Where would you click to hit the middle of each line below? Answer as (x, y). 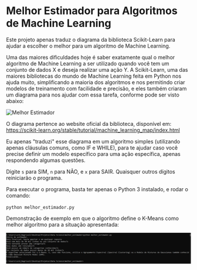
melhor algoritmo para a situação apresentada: (62, 224)
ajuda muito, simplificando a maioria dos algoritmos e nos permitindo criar (96, 82)
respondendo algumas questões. (46, 160)
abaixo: (15, 101)
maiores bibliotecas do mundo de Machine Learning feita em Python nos (94, 76)
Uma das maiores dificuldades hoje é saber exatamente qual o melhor (91, 57)
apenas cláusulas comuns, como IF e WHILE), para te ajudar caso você (92, 148)
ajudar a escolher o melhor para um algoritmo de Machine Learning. (88, 46)
